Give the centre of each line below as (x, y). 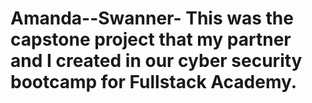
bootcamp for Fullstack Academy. (154, 82)
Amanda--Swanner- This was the (152, 18)
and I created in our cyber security (156, 61)
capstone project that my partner (151, 39)
